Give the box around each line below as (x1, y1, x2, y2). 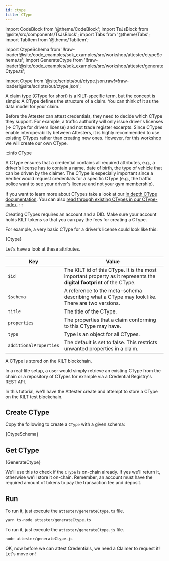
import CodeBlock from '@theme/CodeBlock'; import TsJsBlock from (5, 26, 148, 32)
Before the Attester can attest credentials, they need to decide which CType (5, 113, 162, 119)
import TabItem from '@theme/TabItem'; (5, 36, 89, 43)
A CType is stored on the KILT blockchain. (5, 358, 92, 364)
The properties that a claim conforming (64, 316, 157, 323)
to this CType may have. (64, 322, 121, 329)
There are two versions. (64, 299, 120, 306)
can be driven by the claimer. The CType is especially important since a (5, 170, 153, 176)
